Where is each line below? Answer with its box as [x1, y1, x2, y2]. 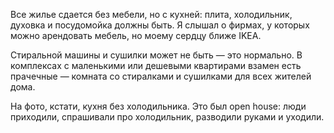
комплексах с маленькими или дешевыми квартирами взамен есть [10, 60, 302, 71]
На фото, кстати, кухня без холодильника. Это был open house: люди [10, 100, 307, 112]
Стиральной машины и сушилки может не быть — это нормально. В [10, 49, 303, 61]
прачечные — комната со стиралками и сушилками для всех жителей [10, 70, 312, 82]
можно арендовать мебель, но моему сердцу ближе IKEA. [10, 30, 262, 41]
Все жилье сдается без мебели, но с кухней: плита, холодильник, [10, 9, 293, 20]
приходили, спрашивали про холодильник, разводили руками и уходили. [10, 111, 325, 123]
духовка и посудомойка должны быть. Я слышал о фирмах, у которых [10, 19, 310, 31]
